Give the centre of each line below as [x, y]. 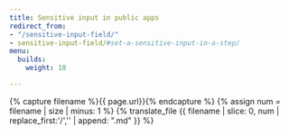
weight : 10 [46, 68]
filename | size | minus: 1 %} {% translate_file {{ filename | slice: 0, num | [144, 111]
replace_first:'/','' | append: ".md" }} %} [82, 120]
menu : [19, 51]
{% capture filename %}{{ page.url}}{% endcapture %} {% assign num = [145, 101]
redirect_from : [38, 26]
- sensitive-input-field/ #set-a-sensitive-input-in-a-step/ [125, 43]
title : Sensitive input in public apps [84, 18]
